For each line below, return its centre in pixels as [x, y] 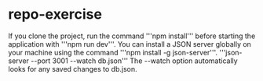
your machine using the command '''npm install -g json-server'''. [113, 52]
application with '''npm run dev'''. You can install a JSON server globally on [130, 44]
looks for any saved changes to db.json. [73, 69]
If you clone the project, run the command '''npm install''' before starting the [132, 36]
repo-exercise [55, 14]
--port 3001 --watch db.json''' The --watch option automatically [134, 61]
